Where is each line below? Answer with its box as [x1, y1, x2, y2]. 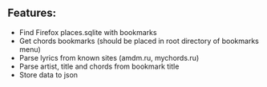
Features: [7, 6, 57, 20]
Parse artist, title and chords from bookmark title [18, 61, 180, 71]
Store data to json [18, 69, 78, 79]
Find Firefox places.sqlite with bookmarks [18, 27, 157, 37]
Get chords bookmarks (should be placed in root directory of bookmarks [18, 36, 260, 45]
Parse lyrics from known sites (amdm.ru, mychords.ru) [18, 53, 200, 62]
